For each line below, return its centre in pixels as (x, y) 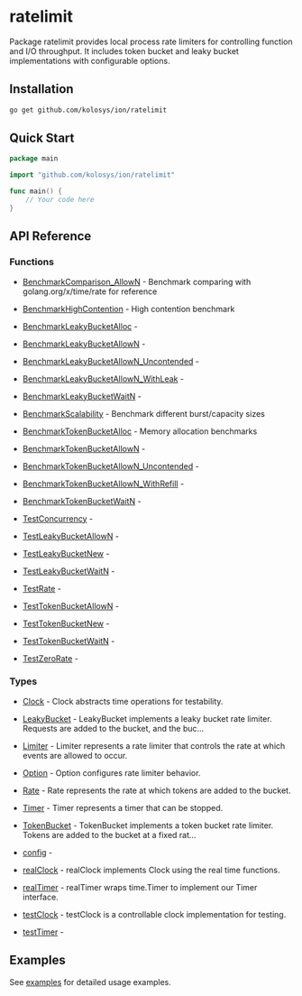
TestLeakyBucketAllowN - (71, 536)
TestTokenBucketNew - (66, 623)
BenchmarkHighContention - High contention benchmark (128, 309)
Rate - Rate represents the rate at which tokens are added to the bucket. (156, 790)
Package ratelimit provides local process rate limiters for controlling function (151, 41)
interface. (40, 897)
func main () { (36, 191)
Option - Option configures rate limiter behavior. (111, 772)
